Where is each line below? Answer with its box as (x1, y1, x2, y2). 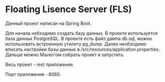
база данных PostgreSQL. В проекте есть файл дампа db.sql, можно (5, 35, 152, 42)
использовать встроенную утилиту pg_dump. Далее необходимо (5, 40, 147, 47)
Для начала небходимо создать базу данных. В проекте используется (5, 30, 158, 36)
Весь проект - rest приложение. (5, 61, 74, 67)
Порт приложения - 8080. (5, 71, 61, 77)
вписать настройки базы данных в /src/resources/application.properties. (5, 46, 160, 52)
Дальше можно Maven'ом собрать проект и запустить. (5, 52, 125, 58)
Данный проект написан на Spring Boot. (5, 20, 92, 26)
